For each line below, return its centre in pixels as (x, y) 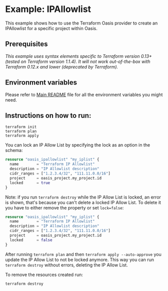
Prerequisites (26, 44)
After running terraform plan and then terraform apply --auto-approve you (83, 254)
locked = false (31, 240)
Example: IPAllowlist (48, 9)
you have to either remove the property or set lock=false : (64, 207)
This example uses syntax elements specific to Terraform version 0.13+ (79, 56)
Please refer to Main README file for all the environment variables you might (84, 94)
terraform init (21, 127)
